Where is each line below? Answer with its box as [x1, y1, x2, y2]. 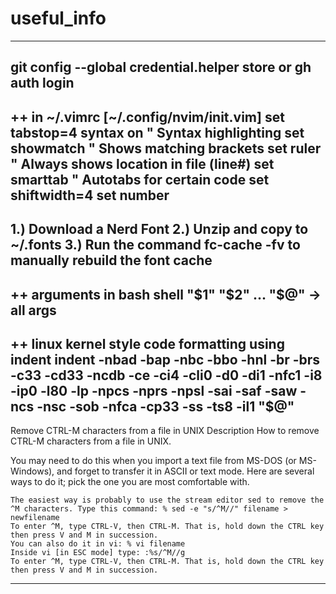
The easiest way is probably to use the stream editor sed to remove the [10, 495, 325, 506]
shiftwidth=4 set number [10, 187, 170, 204]
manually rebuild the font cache [10, 252, 213, 269]
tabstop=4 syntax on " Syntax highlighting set [10, 124, 305, 141]
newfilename [10, 513, 60, 523]
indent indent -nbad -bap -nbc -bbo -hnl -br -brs [10, 351, 321, 368]
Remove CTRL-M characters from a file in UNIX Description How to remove [10, 425, 320, 437]
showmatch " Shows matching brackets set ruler [10, 140, 322, 157]
